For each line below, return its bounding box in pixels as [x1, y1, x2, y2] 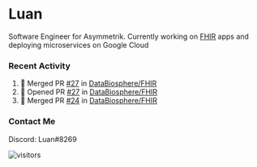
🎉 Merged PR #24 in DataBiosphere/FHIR [19, 96, 158, 106]
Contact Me [8, 116, 56, 127]
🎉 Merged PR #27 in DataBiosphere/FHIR [19, 78, 157, 89]
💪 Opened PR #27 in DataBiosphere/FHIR [19, 87, 158, 97]
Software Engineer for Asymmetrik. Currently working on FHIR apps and [8, 31, 250, 41]
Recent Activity [8, 60, 71, 71]
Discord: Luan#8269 [8, 134, 77, 144]
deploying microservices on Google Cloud [8, 40, 149, 49]
